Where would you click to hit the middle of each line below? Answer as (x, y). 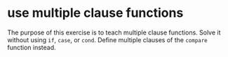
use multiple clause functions (95, 13)
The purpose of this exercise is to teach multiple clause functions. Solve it (114, 32)
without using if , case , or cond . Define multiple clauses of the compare (108, 39)
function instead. (32, 47)
